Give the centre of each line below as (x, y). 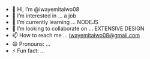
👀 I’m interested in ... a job (44, 16)
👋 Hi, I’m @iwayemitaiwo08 (46, 9)
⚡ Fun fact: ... (28, 51)
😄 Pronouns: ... (31, 44)
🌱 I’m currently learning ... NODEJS (55, 22)
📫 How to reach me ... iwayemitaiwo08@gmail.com (76, 35)
